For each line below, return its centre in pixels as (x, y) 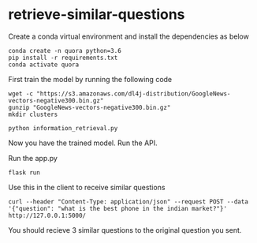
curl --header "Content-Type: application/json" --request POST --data (128, 202)
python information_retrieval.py (63, 128)
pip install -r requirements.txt (63, 58)
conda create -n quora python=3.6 (65, 50)
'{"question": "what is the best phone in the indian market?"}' (117, 208)
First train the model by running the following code (90, 79)
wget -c (21, 93)
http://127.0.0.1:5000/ (47, 215)
